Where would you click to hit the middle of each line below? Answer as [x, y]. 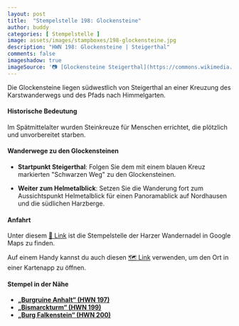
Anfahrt [19, 220]
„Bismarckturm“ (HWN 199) [59, 307]
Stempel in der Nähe [38, 284]
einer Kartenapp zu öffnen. [47, 268]
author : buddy [28, 27]
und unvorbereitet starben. [47, 134]
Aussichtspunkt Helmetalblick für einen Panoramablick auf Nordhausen [122, 196]
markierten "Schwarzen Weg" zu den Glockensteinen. [97, 175]
